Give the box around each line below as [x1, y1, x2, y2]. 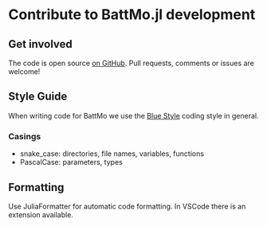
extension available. [8, 209, 74, 220]
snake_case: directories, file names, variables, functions [19, 149, 205, 158]
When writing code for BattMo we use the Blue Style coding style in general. [8, 111, 259, 120]
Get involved [8, 37, 73, 51]
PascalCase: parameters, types [19, 158, 124, 167]
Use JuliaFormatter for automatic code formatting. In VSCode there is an [8, 201, 246, 211]
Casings [8, 131, 41, 142]
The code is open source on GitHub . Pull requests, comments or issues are [8, 58, 255, 68]
